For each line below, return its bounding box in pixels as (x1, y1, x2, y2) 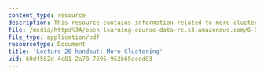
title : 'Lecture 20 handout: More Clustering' (8, 48, 163, 55)
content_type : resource (8, 11, 86, 20)
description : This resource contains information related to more (8, 19, 230, 27)
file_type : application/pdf (8, 33, 101, 41)
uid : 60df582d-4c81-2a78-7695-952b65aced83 (8, 55, 153, 63)
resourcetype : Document (8, 41, 86, 48)
